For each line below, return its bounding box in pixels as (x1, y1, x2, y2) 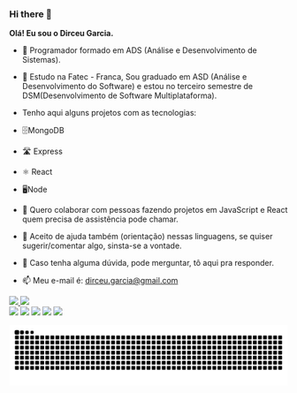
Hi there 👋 (9, 8, 53, 20)
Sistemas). (21, 55, 61, 65)
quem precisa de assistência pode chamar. (21, 214, 179, 224)
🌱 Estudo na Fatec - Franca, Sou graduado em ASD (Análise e (21, 72, 247, 82)
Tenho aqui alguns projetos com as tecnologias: (21, 108, 197, 118)
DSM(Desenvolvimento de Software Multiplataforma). (21, 90, 217, 101)
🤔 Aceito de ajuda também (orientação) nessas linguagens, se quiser (21, 231, 273, 242)
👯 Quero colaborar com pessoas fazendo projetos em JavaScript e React (21, 205, 288, 215)
